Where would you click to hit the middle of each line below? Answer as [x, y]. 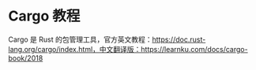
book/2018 [26, 58]
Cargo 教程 [44, 16]
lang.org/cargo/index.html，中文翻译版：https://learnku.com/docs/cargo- [128, 49]
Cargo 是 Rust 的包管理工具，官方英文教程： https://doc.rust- [107, 39]
